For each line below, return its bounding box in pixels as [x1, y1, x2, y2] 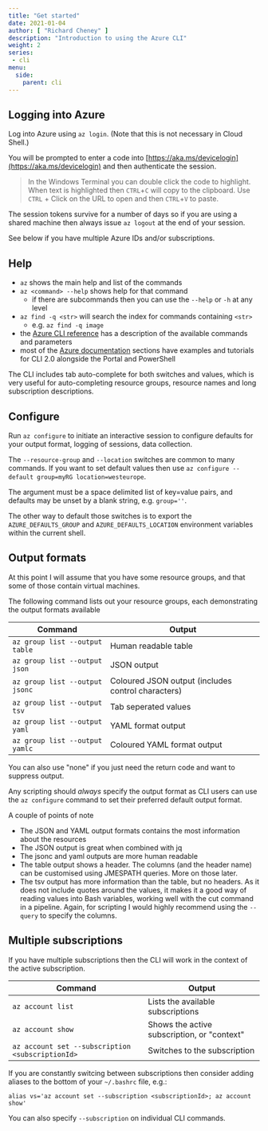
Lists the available [148, 995, 215, 1006]
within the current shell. [8, 528, 86, 537]
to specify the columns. [39, 911, 117, 920]
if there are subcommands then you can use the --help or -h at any [31, 295, 253, 304]
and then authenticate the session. [102, 161, 217, 172]
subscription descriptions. [8, 386, 94, 396]
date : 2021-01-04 [8, 19, 66, 27]
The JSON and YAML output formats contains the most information [19, 825, 241, 835]
